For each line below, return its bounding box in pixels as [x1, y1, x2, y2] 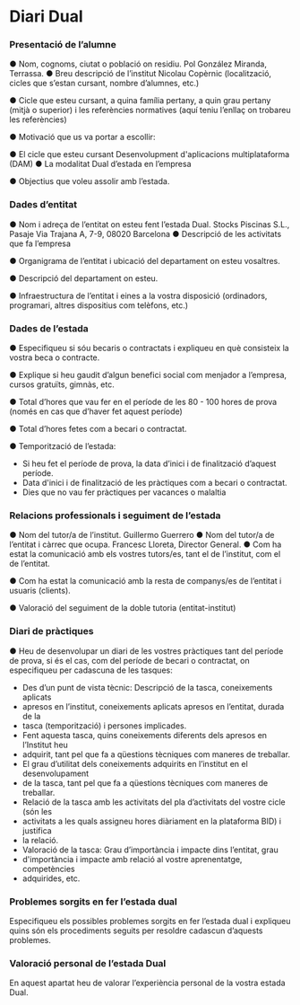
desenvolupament [21, 768, 90, 779]
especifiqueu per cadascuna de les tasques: [9, 665, 173, 675]
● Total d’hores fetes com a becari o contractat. [9, 424, 187, 435]
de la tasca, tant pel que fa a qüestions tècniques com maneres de [21, 777, 269, 788]
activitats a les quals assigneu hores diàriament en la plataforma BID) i [21, 815, 282, 826]
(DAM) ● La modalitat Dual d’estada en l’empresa [9, 159, 192, 170]
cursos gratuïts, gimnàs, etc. [9, 379, 115, 390]
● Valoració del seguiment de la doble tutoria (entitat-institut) [9, 603, 236, 613]
